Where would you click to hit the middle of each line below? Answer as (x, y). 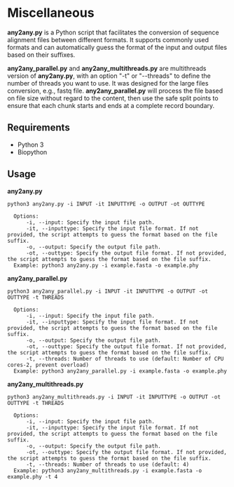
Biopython (32, 152)
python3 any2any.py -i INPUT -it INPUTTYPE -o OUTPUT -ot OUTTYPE (106, 204)
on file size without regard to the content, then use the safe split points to (113, 98)
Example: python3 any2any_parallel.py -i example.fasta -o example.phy (121, 371)
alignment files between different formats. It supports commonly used (108, 39)
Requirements (39, 128)
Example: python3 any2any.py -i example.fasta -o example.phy (106, 265)
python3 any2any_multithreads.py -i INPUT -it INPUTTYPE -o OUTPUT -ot (114, 397)
